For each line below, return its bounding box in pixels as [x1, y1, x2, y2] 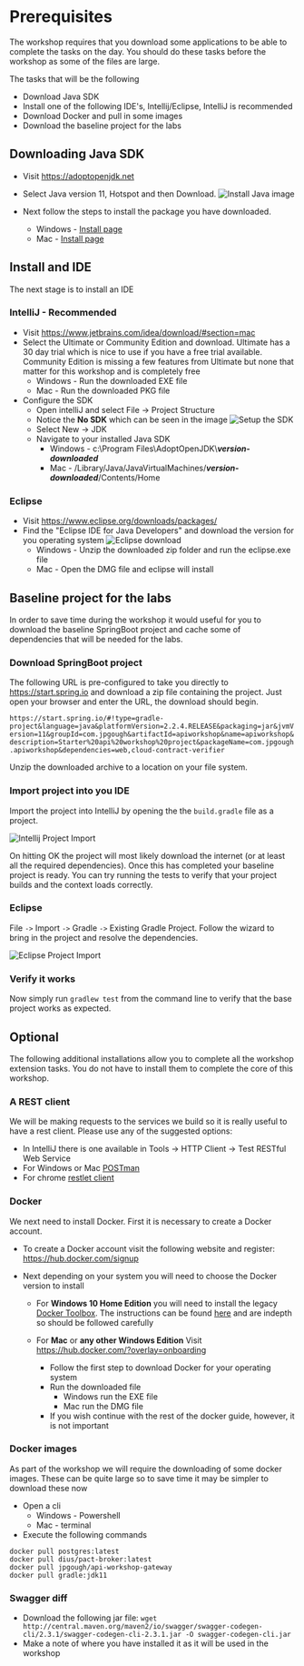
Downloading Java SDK [9, 146, 145, 162]
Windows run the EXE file [63, 1390, 159, 1402]
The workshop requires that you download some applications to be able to [9, 36, 288, 47]
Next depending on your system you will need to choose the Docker [22, 1270, 278, 1281]
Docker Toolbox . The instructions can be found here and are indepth [35, 1308, 292, 1318]
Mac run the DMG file [63, 1400, 143, 1411]
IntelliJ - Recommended [9, 307, 117, 319]
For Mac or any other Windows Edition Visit [35, 1335, 202, 1346]
